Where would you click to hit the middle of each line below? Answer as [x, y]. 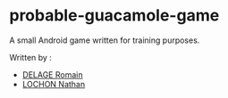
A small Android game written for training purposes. [105, 40]
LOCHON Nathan [54, 84]
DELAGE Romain [52, 74]
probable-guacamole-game [114, 16]
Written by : [30, 57]
